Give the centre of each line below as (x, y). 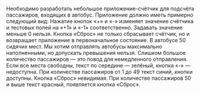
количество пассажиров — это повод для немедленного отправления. (97, 59)
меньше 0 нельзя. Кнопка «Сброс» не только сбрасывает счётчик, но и (98, 34)
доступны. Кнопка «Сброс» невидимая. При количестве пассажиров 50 (99, 78)
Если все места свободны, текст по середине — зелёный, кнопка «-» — (99, 65)
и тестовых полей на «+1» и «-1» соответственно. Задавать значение (95, 27)
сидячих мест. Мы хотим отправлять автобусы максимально (84, 46)
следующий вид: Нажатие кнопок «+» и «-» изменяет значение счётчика (100, 21)
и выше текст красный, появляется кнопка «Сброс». (73, 84)
